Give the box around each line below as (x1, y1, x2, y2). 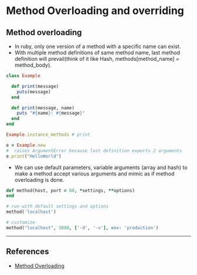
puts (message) (16, 89, 51, 95)
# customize (6, 219, 35, 225)
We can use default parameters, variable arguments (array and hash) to (14, 164, 188, 171)
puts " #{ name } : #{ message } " (16, 110, 85, 116)
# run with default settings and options (6, 204, 109, 209)
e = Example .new (6, 142, 46, 148)
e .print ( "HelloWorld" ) (6, 153, 62, 159)
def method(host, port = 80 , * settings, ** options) (6, 187, 135, 194)
